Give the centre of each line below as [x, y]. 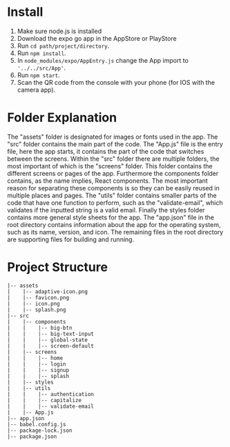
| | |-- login [37, 364]
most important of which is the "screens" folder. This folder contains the [110, 166]
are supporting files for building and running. [71, 239]
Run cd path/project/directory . [63, 46]
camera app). [36, 90]
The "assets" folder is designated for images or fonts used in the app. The [113, 137]
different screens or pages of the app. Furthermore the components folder [113, 173]
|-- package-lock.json [40, 430]
